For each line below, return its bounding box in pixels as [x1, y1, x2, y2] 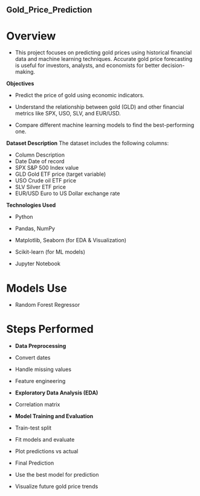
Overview [6, 29, 56, 43]
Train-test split [15, 424, 52, 431]
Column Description [15, 151, 65, 159]
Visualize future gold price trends [15, 483, 98, 490]
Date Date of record [15, 158, 65, 165]
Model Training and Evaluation [15, 413, 94, 420]
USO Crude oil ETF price [15, 177, 77, 184]
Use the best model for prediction [15, 471, 99, 478]
